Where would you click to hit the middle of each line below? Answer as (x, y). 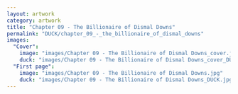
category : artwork (34, 20)
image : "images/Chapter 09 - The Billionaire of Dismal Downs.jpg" (121, 73)
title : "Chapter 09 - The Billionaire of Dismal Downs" (91, 27)
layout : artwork (31, 14)
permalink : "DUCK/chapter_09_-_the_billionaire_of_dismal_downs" (105, 34)
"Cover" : (26, 47)
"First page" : (34, 66)
